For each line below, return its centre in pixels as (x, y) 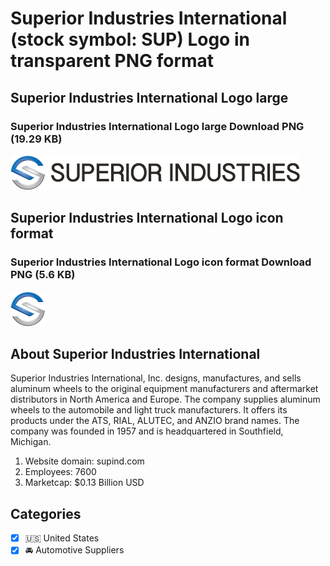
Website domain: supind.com (84, 461)
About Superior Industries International (135, 353)
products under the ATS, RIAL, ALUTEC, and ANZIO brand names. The (155, 421)
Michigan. (31, 442)
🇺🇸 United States (62, 538)
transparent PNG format (112, 61)
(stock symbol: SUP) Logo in (130, 39)
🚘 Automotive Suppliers (74, 550)
